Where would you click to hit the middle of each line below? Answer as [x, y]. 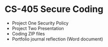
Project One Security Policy [40, 23]
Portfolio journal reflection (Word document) [57, 39]
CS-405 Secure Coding [54, 9]
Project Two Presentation [38, 28]
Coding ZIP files [28, 33]
